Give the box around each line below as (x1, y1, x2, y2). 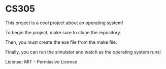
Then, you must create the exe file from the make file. (5, 39, 117, 45)
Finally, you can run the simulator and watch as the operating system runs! (5, 49, 161, 55)
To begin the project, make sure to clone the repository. (5, 29, 122, 35)
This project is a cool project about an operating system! (5, 20, 123, 26)
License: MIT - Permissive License (5, 58, 78, 64)
